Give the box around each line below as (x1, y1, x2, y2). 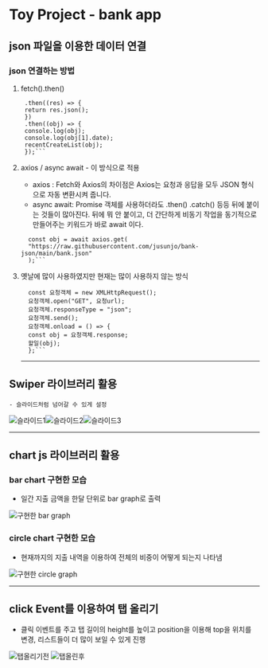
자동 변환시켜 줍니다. (47, 189, 112, 199)
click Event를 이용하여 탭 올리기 (9, 603, 159, 616)
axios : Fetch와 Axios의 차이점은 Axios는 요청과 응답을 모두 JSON (32, 179, 239, 189)
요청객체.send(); (28, 314, 79, 322)
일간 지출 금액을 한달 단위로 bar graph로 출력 (20, 494, 161, 503)
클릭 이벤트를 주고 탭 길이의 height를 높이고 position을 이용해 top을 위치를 (20, 625, 252, 635)
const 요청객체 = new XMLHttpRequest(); (28, 288, 157, 296)
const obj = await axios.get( (28, 235, 128, 244)
